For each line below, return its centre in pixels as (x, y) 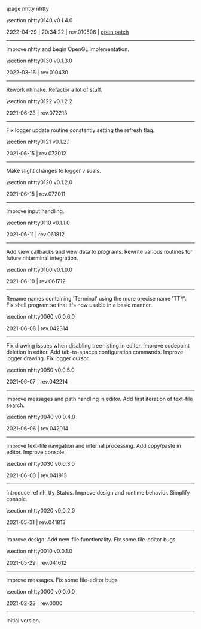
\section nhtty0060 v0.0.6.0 (41, 317)
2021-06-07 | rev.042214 (37, 381)
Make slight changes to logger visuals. (54, 171)
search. (16, 405)
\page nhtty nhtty (28, 9)
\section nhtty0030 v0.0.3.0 (41, 464)
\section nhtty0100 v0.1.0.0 (39, 270)
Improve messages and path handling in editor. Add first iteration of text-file (100, 399)
